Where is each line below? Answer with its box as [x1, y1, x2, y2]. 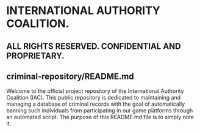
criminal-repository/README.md [6, 71, 134, 81]
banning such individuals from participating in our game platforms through [6, 107, 193, 114]
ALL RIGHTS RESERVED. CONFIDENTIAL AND [6, 41, 181, 51]
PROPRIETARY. [6, 50, 65, 61]
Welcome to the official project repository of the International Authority [6, 87, 184, 95]
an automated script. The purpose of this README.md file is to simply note [6, 114, 194, 121]
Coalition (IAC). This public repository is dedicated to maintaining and [6, 94, 181, 101]
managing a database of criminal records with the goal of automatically [6, 100, 185, 108]
